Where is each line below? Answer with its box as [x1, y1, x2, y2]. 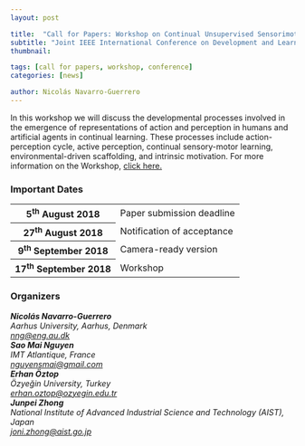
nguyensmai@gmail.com [10, 358, 103, 369]
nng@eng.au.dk [10, 329, 71, 340]
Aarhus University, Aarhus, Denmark [10, 320, 148, 331]
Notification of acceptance [119, 225, 234, 238]
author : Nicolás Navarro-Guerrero [10, 88, 141, 97]
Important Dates [10, 183, 84, 195]
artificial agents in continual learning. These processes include [10, 131, 244, 142]
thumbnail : [10, 46, 52, 55]
